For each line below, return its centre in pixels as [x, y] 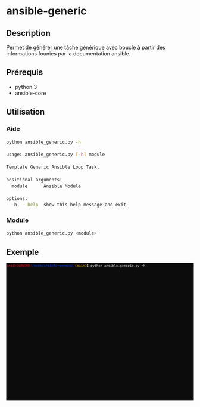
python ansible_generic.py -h [44, 142]
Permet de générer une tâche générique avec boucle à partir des [86, 47]
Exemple [23, 252]
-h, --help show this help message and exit [69, 205]
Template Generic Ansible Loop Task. [53, 167]
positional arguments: [34, 180]
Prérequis [25, 73]
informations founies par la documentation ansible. [68, 54]
